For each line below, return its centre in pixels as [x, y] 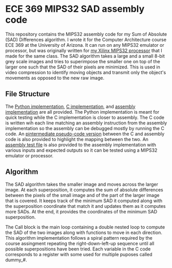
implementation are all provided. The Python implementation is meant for [82, 112]
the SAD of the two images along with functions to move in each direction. [84, 233]
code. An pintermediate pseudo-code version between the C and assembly [85, 134]
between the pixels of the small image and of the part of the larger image [82, 195]
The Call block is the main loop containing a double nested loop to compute [85, 227]
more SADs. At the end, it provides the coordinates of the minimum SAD [81, 211]
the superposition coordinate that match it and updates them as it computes [85, 206]
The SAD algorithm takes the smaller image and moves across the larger [82, 184]
